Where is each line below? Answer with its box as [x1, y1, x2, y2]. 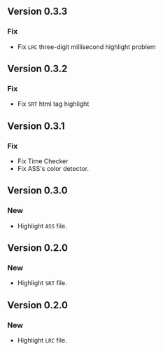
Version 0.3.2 [7, 63, 68, 75]
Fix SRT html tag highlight [17, 99, 90, 108]
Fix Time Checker [17, 157, 69, 165]
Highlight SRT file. [17, 279, 68, 287]
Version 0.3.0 [7, 185, 68, 197]
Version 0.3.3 [7, 6, 68, 18]
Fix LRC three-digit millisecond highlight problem [17, 42, 156, 51]
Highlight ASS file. [17, 221, 68, 230]
